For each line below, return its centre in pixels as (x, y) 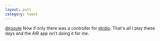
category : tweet (21, 14)
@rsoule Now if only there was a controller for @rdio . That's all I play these (80, 28)
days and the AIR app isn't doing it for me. (47, 33)
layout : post (18, 10)
